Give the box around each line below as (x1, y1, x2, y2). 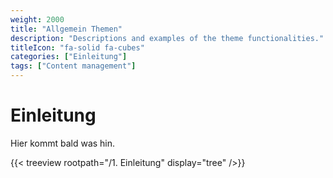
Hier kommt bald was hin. (10, 137, 116, 149)
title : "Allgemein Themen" (10, 24, 123, 34)
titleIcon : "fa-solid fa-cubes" (10, 42, 145, 53)
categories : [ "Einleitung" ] (10, 52, 128, 62)
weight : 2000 (10, 14, 65, 25)
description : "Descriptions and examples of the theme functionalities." (10, 33, 325, 43)
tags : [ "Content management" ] (10, 61, 137, 71)
